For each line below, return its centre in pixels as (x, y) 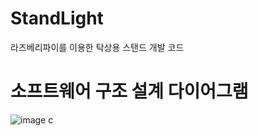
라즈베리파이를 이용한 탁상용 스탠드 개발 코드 (97, 47)
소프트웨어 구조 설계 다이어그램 (129, 91)
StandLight (57, 18)
